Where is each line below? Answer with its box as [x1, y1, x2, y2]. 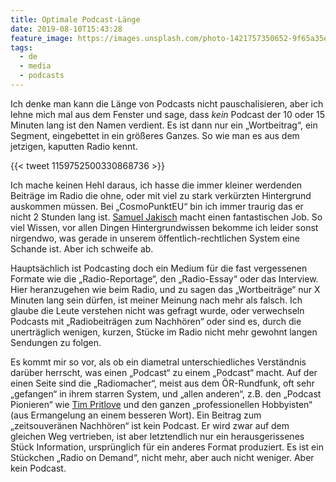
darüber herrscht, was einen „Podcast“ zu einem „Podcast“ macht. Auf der [10, 366, 318, 378]
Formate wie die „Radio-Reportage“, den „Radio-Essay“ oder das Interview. [10, 272, 319, 285]
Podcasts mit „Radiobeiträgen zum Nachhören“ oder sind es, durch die [10, 315, 302, 327]
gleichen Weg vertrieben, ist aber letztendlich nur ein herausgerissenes [10, 430, 305, 442]
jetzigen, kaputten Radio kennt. [10, 140, 138, 152]
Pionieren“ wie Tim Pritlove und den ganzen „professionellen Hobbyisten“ [10, 398, 313, 410]
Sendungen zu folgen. [10, 336, 102, 348]
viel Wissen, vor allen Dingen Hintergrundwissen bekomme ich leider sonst [10, 221, 319, 233]
